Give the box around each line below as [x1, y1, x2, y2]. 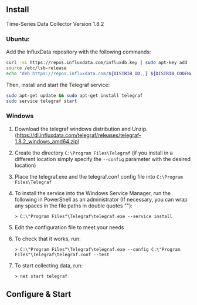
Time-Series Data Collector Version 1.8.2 [6, 20, 104, 27]
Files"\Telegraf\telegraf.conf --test [14, 252, 110, 257]
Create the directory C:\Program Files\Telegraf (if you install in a [14, 149, 173, 156]
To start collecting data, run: [14, 262, 83, 269]
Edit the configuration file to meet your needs [14, 223, 124, 231]
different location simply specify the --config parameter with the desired [14, 155, 191, 162]
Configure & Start [6, 289, 72, 299]
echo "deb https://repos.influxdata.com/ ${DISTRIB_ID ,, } [6, 71, 148, 76]
